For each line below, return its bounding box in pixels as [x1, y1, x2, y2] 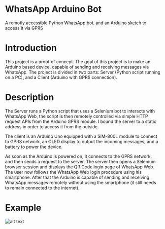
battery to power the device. [5, 144, 63, 150]
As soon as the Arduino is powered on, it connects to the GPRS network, [5, 153, 152, 159]
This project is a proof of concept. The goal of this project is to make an [5, 58, 151, 65]
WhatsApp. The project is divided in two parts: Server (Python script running [5, 69, 161, 75]
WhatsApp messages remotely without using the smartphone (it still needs [5, 179, 156, 186]
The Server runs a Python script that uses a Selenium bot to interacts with [5, 108, 155, 114]
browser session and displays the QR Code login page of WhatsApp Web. [5, 164, 155, 170]
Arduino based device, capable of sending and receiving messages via [5, 64, 149, 70]
